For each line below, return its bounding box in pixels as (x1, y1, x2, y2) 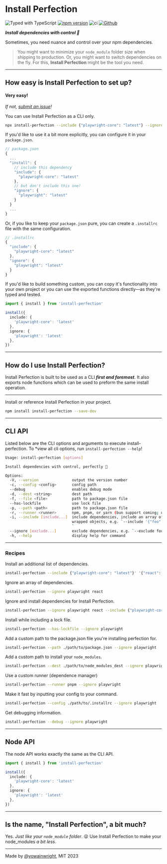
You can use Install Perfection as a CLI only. (5, 113, 95, 119)
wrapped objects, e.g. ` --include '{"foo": (72, 519, 164, 524)
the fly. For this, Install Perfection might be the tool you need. (17, 59, 144, 65)
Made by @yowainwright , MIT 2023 (5, 853, 79, 859)
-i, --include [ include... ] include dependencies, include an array (9, 515, 157, 520)
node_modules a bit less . (5, 839, 56, 845)
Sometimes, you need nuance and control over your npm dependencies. (5, 39, 153, 45)
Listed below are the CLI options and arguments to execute (5, 440, 126, 446)
